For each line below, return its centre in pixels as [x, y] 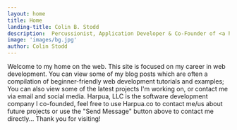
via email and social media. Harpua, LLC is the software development [108, 96]
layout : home [26, 14]
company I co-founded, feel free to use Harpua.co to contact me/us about [115, 104]
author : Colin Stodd [38, 46]
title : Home [25, 20]
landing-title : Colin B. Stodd [53, 27]
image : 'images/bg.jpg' [42, 40]
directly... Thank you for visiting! [54, 119]
